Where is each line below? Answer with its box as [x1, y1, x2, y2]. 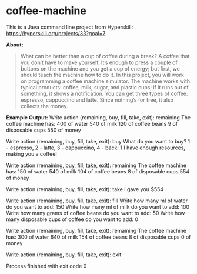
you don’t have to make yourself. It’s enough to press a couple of [20, 59, 178, 66]
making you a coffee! [6, 150, 58, 157]
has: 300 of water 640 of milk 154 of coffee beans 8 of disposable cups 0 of [6, 233, 191, 240]
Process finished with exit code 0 [6, 262, 87, 269]
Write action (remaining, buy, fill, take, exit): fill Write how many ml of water [6, 197, 188, 204]
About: [6, 41, 24, 48]
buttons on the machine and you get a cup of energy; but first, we [20, 65, 181, 72]
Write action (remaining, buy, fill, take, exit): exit [6, 251, 122, 258]
